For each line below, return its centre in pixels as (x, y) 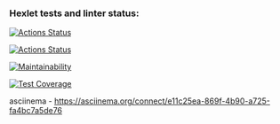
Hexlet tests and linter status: (74, 13)
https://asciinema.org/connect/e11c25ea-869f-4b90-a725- (162, 101)
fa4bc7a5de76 (36, 111)
